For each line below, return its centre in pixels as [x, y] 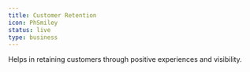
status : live [30, 30]
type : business [33, 37]
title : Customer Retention [52, 15]
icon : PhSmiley [33, 23]
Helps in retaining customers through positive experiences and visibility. [125, 59]
